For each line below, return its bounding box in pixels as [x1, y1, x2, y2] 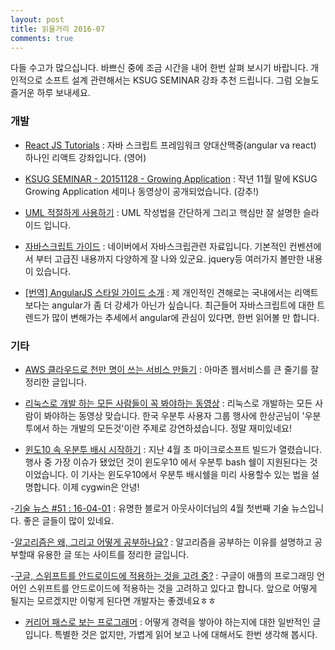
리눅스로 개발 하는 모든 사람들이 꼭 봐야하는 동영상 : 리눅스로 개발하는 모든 [24, 397, 313, 409]
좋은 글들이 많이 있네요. [23, 514, 115, 526]
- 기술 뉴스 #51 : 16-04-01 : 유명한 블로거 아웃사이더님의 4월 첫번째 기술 [10, 502, 290, 514]
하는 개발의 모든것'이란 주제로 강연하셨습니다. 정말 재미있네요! [51, 422, 293, 434]
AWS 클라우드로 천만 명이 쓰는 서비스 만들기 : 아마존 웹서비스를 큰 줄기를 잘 [24, 363, 320, 375]
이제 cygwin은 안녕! [62, 481, 140, 493]
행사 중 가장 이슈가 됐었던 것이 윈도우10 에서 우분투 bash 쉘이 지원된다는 [24, 456, 308, 468]
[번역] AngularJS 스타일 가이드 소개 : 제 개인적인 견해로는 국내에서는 [24, 286, 293, 298]
